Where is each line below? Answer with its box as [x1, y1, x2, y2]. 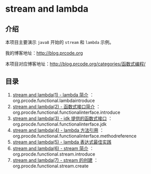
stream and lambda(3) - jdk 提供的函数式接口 [12, 115, 107, 121]
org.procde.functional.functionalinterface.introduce [12, 109, 120, 115]
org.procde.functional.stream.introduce [12, 151, 96, 157]
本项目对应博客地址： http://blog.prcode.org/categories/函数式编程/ [5, 61, 146, 67]
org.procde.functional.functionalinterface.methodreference [12, 133, 137, 139]
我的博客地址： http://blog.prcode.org [5, 50, 83, 56]
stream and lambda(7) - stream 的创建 [12, 157, 93, 163]
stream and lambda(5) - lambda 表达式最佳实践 [12, 139, 112, 145]
